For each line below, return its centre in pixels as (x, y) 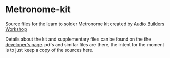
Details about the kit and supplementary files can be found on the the (78, 39)
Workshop (16, 29)
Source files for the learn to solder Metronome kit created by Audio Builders (85, 24)
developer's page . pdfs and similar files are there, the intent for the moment (85, 44)
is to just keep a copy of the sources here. (50, 50)
